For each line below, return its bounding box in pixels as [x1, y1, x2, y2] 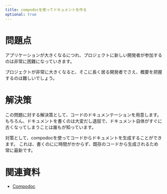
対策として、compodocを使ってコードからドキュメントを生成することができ [5, 135, 162, 141]
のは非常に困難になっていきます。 [5, 58, 75, 65]
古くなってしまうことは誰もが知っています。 [5, 124, 96, 130]
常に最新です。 [5, 147, 36, 153]
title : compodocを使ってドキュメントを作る [5, 7, 87, 12]
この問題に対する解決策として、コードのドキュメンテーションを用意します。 [5, 112, 162, 118]
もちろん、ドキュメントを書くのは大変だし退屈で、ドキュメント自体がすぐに [5, 118, 163, 124]
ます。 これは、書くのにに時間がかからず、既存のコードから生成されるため [5, 141, 159, 147]
